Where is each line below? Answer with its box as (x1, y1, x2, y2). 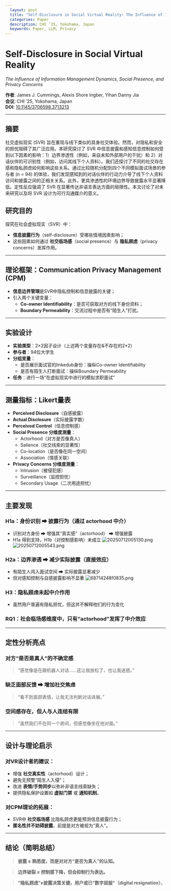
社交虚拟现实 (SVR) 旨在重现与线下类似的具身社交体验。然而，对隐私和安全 (5, 139, 163, 145)
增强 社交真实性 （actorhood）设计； (12, 770, 90, 776)
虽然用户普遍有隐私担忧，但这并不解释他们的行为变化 (12, 601, 125, 607)
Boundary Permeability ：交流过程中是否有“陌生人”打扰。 (20, 307, 141, 313)
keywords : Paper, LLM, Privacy (10, 26, 76, 32)
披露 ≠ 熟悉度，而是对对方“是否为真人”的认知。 (17, 858, 117, 864)
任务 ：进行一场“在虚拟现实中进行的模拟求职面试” (12, 375, 116, 381)
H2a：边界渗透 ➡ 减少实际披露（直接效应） (5, 556, 112, 563)
